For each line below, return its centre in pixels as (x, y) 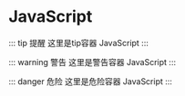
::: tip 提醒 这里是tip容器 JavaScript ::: (79, 43)
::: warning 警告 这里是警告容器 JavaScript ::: (92, 62)
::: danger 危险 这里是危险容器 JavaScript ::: (90, 81)
